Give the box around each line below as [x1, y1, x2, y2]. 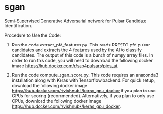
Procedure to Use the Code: [4, 32, 61, 38]
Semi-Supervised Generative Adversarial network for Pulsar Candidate [4, 18, 147, 23]
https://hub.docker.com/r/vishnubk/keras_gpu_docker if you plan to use [11, 88, 156, 93]
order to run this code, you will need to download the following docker [11, 57, 153, 63]
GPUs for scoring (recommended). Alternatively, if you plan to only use [11, 92, 154, 99]
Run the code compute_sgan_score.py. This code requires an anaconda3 [11, 72, 159, 78]
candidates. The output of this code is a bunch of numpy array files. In [11, 52, 153, 58]
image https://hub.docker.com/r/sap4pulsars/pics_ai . [11, 63, 119, 68]
